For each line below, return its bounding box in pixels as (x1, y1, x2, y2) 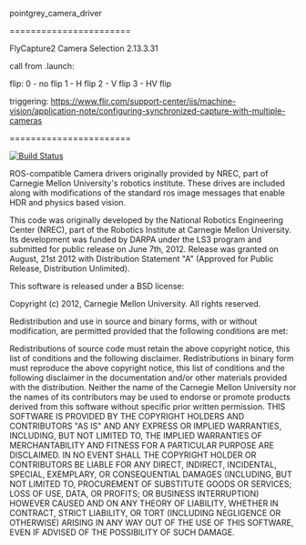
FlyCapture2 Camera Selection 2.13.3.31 (9, 43, 159, 54)
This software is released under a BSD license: (9, 281, 185, 291)
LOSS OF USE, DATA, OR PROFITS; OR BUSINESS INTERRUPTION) (9, 489, 260, 499)
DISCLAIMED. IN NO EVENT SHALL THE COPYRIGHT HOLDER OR (9, 449, 257, 460)
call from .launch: (9, 61, 75, 71)
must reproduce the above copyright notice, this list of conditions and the (9, 363, 285, 373)
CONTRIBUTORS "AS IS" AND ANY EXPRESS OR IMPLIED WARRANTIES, (9, 420, 282, 431)
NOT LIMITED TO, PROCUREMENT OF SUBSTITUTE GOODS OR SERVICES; (9, 479, 292, 489)
